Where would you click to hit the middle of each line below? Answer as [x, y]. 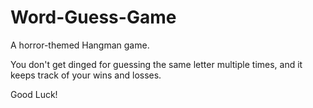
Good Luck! [34, 94]
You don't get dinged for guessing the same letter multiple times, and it [156, 64]
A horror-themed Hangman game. [80, 45]
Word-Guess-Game [93, 17]
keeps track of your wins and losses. [86, 75]
